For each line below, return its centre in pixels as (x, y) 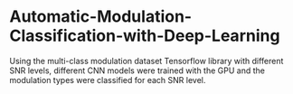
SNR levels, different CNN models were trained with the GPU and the (137, 70)
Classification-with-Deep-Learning (145, 36)
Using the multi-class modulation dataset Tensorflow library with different (146, 61)
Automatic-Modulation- (101, 17)
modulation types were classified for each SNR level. (108, 80)
